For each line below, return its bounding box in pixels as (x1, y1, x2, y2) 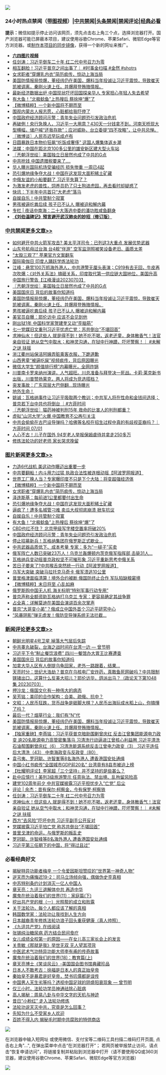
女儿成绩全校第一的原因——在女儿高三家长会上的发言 (12, 936, 121, 942)
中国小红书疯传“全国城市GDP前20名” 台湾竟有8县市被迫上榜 (12, 762, 134, 768)
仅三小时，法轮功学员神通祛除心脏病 (12, 986, 86, 992)
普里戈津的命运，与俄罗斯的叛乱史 (12, 830, 82, 836)
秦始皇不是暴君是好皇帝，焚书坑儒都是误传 (12, 973, 99, 979)
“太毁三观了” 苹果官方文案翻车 (12, 252, 74, 258)
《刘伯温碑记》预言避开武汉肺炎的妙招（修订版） (12, 214, 112, 220)
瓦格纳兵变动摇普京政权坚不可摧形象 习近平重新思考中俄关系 (12, 556, 135, 562)
